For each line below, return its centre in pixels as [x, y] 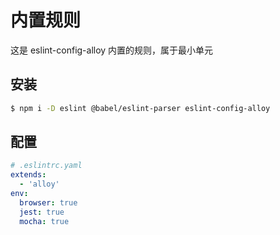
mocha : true [44, 221]
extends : [28, 175]
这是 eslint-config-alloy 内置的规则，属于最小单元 [112, 50]
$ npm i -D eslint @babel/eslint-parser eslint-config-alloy [140, 108]
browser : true [48, 202]
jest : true [42, 212]
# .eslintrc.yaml [46, 166]
